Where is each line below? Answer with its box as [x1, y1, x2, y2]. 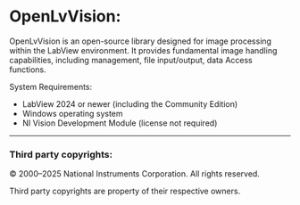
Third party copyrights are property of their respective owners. [9, 185, 241, 197]
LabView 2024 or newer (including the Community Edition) [21, 98, 238, 109]
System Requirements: [9, 81, 93, 92]
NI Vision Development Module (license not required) [21, 118, 218, 128]
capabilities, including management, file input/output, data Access [9, 54, 253, 65]
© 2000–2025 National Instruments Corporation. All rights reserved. [9, 168, 261, 179]
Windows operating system [21, 108, 123, 119]
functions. [9, 64, 46, 75]
